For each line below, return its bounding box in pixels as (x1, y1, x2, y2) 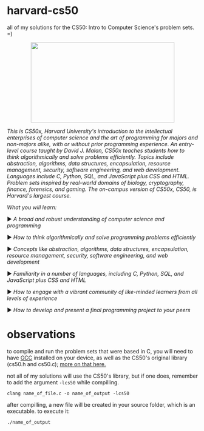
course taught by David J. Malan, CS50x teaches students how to (19, 147, 185, 154)
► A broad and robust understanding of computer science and (7, 215, 165, 222)
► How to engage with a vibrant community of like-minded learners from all (7, 288, 198, 295)
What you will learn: (7, 204, 57, 211)
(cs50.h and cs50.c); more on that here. (7, 360, 106, 367)
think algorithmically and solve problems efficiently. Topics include (7, 153, 174, 161)
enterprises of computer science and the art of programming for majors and (7, 134, 198, 141)
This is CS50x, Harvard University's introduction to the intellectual (7, 127, 172, 135)
